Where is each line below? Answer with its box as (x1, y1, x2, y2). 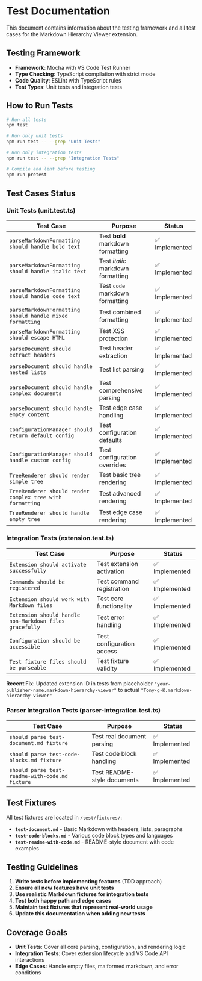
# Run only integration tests (6, 149, 82, 156)
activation (97, 567, 125, 576)
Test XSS (99, 327, 125, 335)
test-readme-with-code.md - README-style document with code (14, 838, 174, 846)
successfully (9, 567, 47, 574)
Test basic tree (99, 471, 141, 479)
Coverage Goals (6, 927, 68, 938)
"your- (154, 680, 171, 687)
